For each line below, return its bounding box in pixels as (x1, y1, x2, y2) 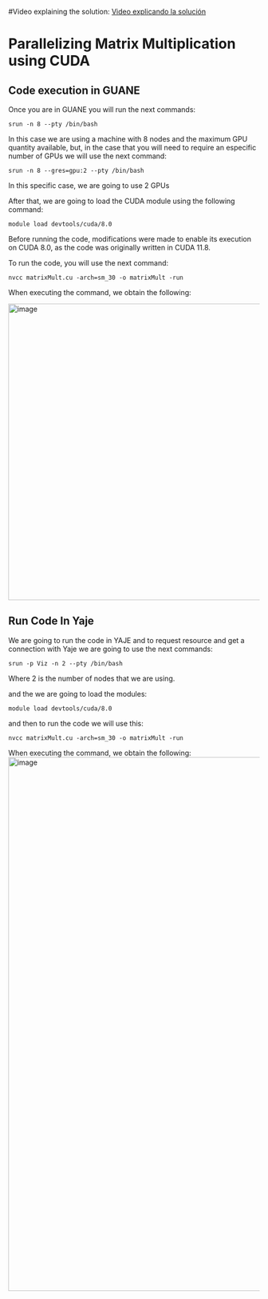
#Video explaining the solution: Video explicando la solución (8, 7, 207, 16)
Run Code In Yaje (8, 614, 94, 628)
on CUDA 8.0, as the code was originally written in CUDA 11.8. (8, 243, 211, 252)
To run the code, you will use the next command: (8, 258, 169, 267)
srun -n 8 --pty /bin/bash (8, 120, 98, 128)
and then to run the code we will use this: (8, 718, 144, 728)
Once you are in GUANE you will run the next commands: (8, 105, 196, 114)
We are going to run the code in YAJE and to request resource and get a (8, 635, 245, 645)
